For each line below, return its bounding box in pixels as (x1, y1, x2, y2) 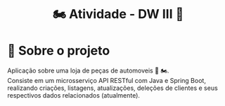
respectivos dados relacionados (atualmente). (7, 91, 141, 100)
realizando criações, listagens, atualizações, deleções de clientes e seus (7, 84, 218, 92)
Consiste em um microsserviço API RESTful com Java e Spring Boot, (7, 77, 206, 85)
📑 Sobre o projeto (7, 43, 110, 59)
